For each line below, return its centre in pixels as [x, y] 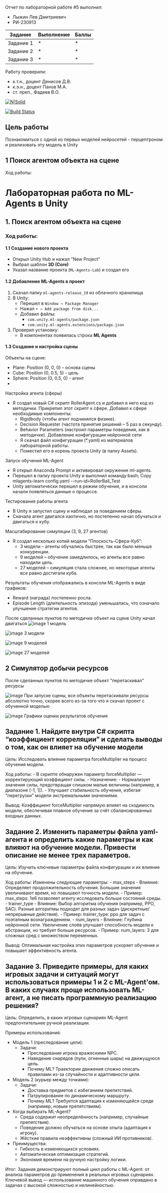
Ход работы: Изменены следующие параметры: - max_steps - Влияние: [82, 882]
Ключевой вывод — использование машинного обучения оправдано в [81, 1179]
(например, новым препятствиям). [65, 1106]
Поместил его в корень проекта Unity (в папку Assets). [79, 451]
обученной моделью [28, 706]
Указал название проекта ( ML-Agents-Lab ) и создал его [71, 270]
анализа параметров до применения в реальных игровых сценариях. [80, 1174]
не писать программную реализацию [94, 998]
